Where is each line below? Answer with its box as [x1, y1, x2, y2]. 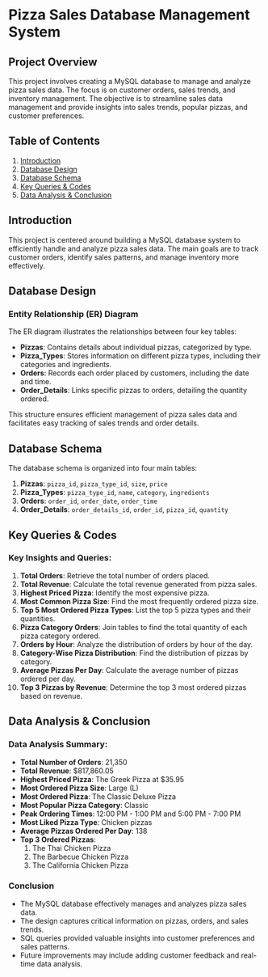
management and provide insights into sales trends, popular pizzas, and [8, 103, 248, 112]
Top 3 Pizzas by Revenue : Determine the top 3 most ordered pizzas [19, 682, 247, 692]
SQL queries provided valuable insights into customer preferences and [19, 933, 256, 943]
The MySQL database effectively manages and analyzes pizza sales [19, 899, 247, 908]
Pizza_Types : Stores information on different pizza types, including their [19, 351, 261, 361]
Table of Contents [8, 134, 101, 148]
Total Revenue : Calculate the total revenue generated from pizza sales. [19, 579, 258, 589]
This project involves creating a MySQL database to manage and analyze [8, 77, 252, 86]
